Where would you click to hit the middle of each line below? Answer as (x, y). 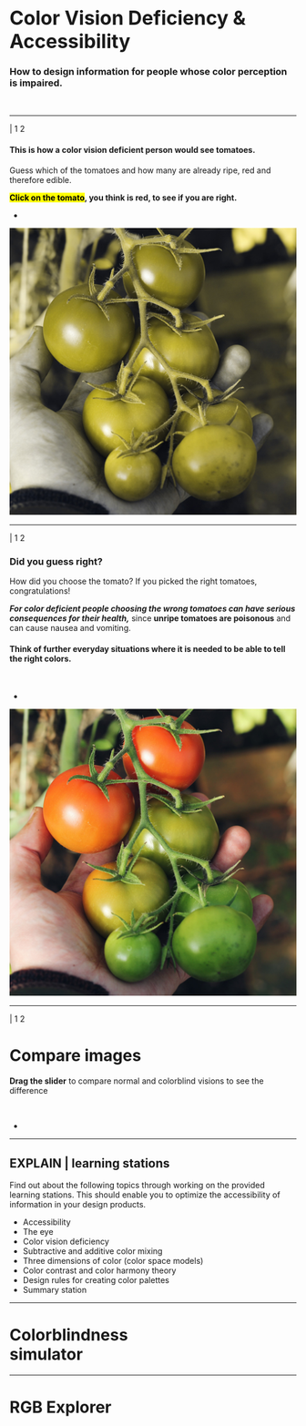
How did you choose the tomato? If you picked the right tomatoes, (133, 581)
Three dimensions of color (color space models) (113, 1260)
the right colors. (41, 658)
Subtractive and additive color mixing (92, 1251)
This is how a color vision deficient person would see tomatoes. (133, 150)
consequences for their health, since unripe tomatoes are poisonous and (150, 618)
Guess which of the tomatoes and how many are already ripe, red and (140, 170)
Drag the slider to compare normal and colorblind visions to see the (137, 1081)
